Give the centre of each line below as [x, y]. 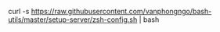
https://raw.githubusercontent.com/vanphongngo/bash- [121, 11]
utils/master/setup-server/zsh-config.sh [73, 20]
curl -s [19, 11]
